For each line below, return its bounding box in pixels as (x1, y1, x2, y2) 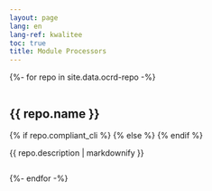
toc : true (9, 38, 47, 48)
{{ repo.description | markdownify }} (9, 147, 144, 158)
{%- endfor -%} (9, 173, 69, 184)
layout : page (9, 13, 59, 23)
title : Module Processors (9, 47, 106, 56)
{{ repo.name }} (9, 106, 100, 121)
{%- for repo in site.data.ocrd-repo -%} (9, 72, 156, 82)
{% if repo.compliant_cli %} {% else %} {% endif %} (9, 129, 204, 140)
